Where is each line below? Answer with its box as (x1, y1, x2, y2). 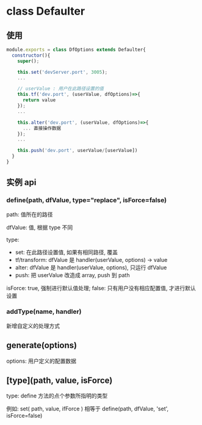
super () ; (17, 58, 40, 64)
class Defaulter (6, 4, 85, 18)
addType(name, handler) (6, 307, 82, 316)
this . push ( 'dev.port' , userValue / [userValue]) (17, 148, 138, 154)
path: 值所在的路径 (6, 211, 53, 218)
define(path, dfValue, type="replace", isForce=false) (6, 196, 167, 205)
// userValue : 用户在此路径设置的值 (17, 85, 104, 92)
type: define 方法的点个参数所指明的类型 (6, 392, 108, 399)
